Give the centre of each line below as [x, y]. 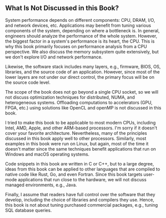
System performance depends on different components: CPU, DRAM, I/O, [80, 20]
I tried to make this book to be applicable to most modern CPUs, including [81, 122]
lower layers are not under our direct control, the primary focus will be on [80, 77]
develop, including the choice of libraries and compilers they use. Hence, [80, 200]
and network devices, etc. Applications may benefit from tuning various [78, 25]
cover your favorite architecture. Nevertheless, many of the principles [76, 133]
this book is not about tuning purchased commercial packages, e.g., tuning [82, 205]
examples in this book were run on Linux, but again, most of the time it [77, 144]
